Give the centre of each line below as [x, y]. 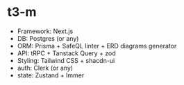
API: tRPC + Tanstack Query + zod [66, 53]
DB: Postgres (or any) [48, 38]
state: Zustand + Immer [51, 75]
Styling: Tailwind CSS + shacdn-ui [66, 60]
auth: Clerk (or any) [45, 68]
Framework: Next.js [45, 31]
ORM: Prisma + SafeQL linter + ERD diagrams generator [97, 46]
